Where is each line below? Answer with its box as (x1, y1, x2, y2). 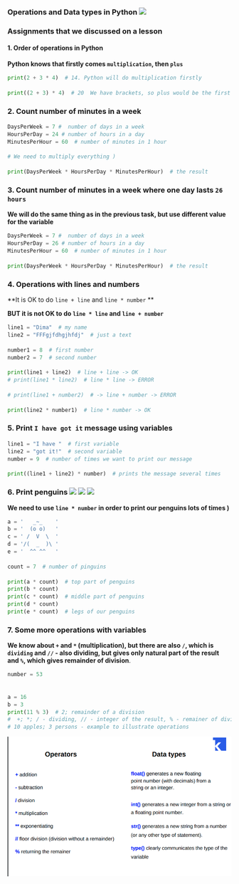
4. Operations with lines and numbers (7, 279, 140, 289)
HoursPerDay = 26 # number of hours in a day (7, 240, 144, 247)
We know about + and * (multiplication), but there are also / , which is (7, 641, 214, 650)
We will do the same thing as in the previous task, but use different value (7, 210, 226, 219)
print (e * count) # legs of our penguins (7, 609, 135, 616)
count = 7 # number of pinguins (7, 563, 107, 570)
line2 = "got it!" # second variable (7, 448, 122, 455)
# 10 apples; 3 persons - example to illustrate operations (7, 723, 190, 731)
